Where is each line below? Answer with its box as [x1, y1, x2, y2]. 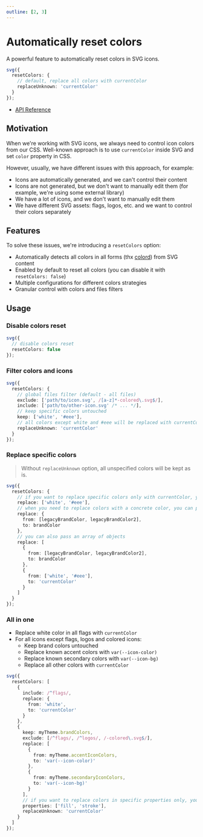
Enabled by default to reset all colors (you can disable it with [14, 266, 166, 273]
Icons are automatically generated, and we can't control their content [14, 176, 187, 183]
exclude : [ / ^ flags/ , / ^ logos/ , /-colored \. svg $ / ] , [22, 735, 153, 741]
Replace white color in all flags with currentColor [14, 629, 137, 636]
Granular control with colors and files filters [14, 285, 123, 293]
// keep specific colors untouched [17, 408, 107, 415]
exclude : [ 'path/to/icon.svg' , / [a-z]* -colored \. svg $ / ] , [17, 397, 164, 403]
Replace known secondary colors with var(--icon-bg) [24, 655, 159, 662]
